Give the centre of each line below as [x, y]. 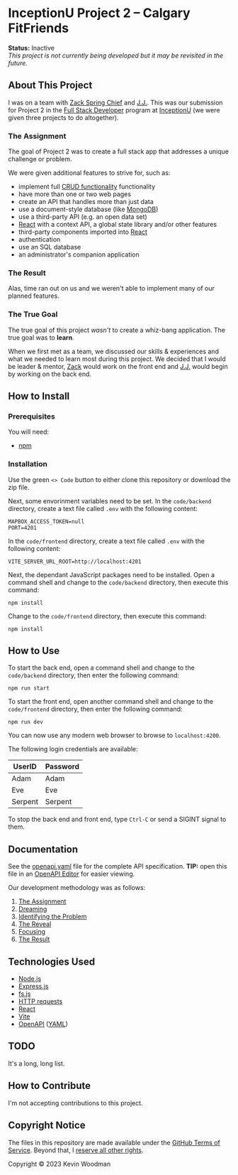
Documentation [43, 849]
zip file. [19, 487]
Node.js [30, 979]
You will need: [28, 432]
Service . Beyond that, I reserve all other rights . [76, 1150]
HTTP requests [40, 1002]
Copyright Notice [47, 1126]
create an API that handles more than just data [86, 202]
